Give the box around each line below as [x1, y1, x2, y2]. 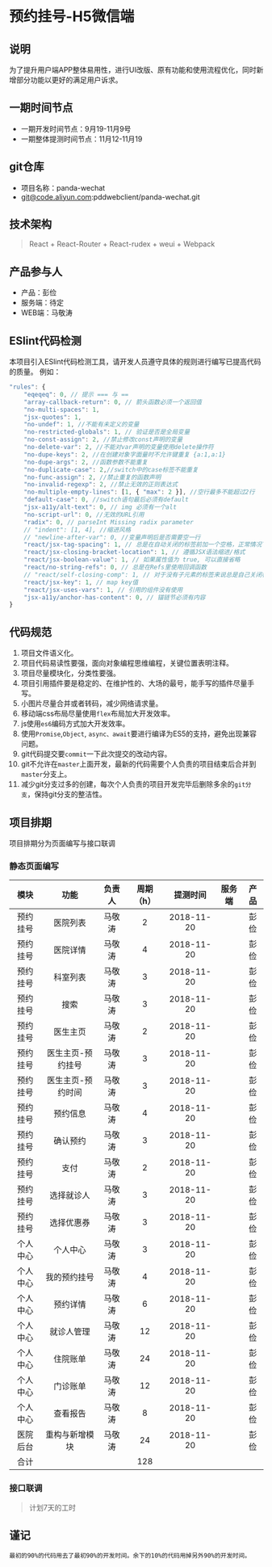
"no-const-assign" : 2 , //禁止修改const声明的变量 [23, 435, 183, 444]
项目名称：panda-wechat [20, 183, 106, 192]
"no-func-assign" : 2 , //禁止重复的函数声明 [23, 473, 161, 481]
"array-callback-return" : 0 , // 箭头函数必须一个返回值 [23, 397, 203, 406]
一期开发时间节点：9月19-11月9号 [20, 124, 132, 133]
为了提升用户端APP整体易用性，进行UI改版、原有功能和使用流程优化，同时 [9, 65, 257, 74]
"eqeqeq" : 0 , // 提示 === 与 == [23, 390, 129, 398]
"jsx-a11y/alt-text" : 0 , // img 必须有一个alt [23, 503, 177, 511]
